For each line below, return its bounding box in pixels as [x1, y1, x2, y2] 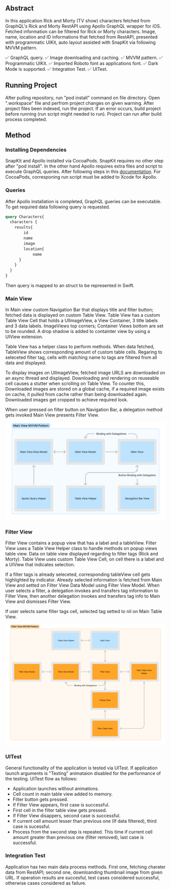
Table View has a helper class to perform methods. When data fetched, [5, 344, 155, 350]
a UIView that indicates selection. [5, 562, 75, 568]
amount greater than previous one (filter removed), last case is [12, 834, 144, 840]
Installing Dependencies [5, 146, 67, 153]
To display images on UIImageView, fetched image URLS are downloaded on [5, 370, 165, 376]
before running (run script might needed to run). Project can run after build [5, 110, 162, 117]
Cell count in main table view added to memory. [12, 791, 113, 797]
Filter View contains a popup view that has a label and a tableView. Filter [5, 540, 157, 546]
